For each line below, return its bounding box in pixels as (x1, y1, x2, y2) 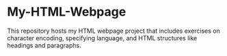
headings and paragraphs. (7, 41, 81, 49)
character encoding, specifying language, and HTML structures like (7, 33, 198, 42)
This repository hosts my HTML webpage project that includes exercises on (7, 27, 220, 35)
